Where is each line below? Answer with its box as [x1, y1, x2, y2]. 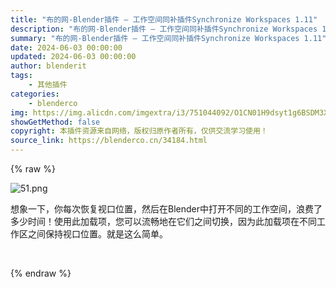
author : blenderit [10, 61, 87, 71]
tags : [10, 71, 33, 81]
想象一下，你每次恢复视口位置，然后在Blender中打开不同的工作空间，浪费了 [10, 203, 323, 215]
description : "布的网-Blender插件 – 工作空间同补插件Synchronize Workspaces [10, 24, 318, 34]
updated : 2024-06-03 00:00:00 [10, 52, 137, 62]
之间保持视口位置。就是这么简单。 [27, 228, 168, 240]
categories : [10, 89, 60, 99]
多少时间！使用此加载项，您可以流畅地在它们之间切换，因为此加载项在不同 [10, 216, 317, 227]
